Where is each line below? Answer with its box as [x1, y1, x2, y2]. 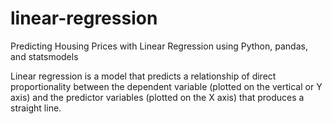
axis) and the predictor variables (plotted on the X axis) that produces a [10, 91, 305, 103]
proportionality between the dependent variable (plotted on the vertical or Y [10, 80, 323, 92]
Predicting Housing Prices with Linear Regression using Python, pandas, [10, 40, 308, 52]
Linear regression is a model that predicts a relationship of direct [10, 70, 277, 82]
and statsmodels [10, 50, 79, 62]
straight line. [10, 102, 62, 114]
